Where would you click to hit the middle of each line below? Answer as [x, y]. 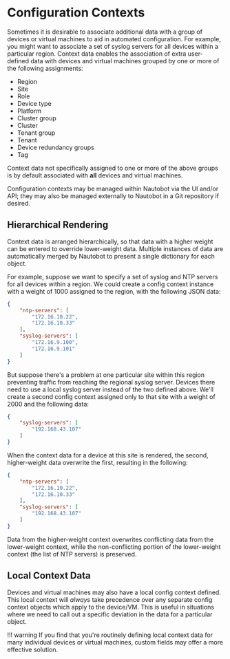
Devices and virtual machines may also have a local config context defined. [114, 592]
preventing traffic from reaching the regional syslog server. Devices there [111, 382]
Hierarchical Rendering [58, 225]
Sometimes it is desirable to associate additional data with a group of [105, 32]
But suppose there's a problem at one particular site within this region [106, 375]
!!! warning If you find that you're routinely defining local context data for [110, 635]
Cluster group [36, 118]
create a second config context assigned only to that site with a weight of [111, 396]
